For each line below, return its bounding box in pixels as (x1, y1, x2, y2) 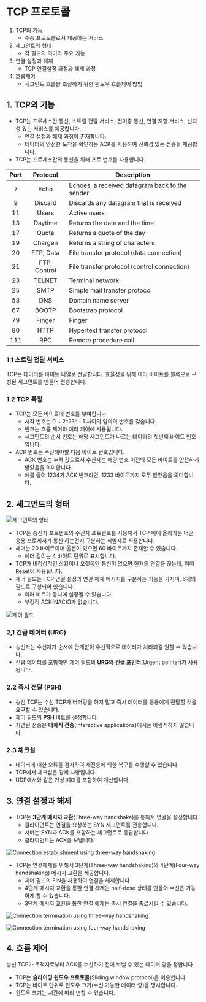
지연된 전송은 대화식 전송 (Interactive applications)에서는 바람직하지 (15, 721, 178, 728)
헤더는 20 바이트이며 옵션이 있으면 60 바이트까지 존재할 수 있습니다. (15, 545, 178, 552)
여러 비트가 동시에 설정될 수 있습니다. (24, 591, 113, 598)
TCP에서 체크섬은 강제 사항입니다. (15, 769, 97, 776)
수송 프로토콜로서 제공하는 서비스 (24, 34, 104, 41)
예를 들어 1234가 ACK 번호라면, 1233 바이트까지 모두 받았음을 (24, 471, 173, 479)
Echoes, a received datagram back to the (69, 181, 187, 190)
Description (115, 171, 150, 179)
